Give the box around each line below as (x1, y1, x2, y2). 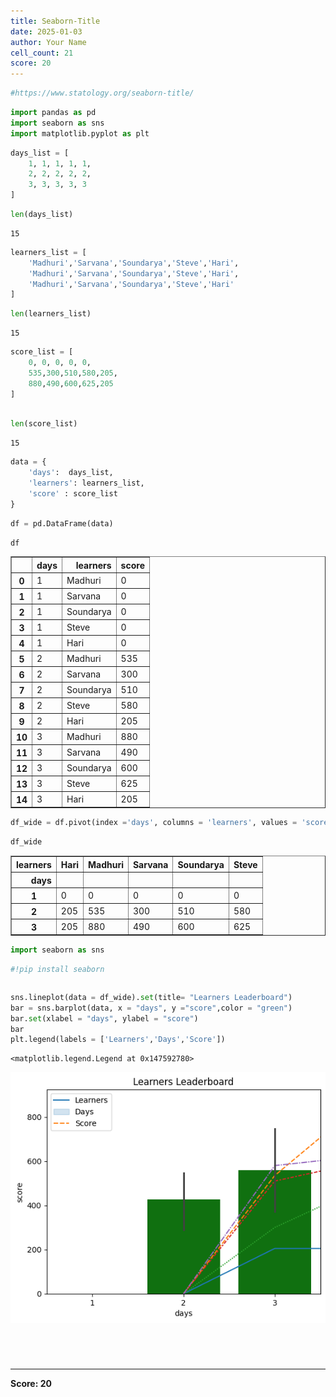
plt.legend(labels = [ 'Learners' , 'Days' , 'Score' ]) (10, 1035, 226, 1045)
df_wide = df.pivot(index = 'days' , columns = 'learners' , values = (10, 818, 298, 828)
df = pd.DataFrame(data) (10, 518, 114, 529)
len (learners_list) (10, 309, 92, 319)
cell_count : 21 (10, 48, 74, 58)
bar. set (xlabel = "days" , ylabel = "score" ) (10, 1013, 199, 1024)
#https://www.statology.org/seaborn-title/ (10, 88, 195, 99)
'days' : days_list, (28, 468, 114, 478)
